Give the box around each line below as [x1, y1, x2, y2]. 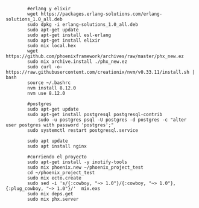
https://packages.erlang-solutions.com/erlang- [40, 11, 163, 17]
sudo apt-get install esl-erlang [27, 32, 112, 38]
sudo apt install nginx [27, 143, 87, 149]
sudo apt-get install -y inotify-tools [27, 159, 128, 165]
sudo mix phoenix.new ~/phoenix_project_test [27, 164, 144, 171]
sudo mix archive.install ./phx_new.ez [27, 59, 128, 65]
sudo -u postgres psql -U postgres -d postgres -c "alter [37, 117, 187, 123]
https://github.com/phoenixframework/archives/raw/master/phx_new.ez [5, 53, 185, 59]
